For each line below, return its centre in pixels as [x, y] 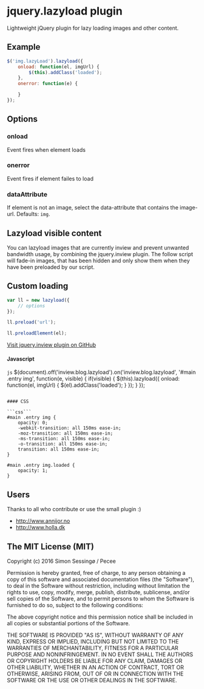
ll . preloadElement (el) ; [37, 333]
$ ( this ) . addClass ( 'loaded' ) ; [66, 72]
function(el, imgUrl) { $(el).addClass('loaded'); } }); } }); [76, 385]
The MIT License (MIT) [51, 547]
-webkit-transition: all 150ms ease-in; [70, 428]
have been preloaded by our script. [51, 267]
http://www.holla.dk [40, 528]
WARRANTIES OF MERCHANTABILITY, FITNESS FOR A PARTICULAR [93, 648]
